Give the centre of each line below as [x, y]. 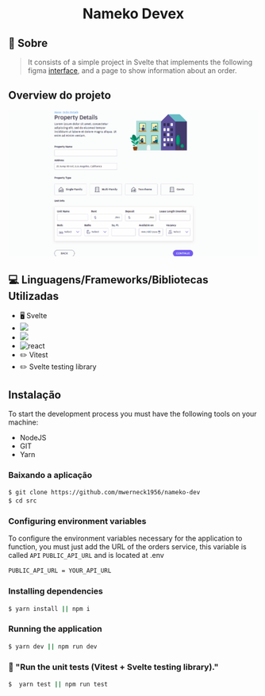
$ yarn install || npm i [49, 609]
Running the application [55, 629]
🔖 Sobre [28, 43]
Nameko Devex [133, 14]
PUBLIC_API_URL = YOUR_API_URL [60, 571]
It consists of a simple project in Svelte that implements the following [140, 62]
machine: [23, 422]
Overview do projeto [60, 96]
